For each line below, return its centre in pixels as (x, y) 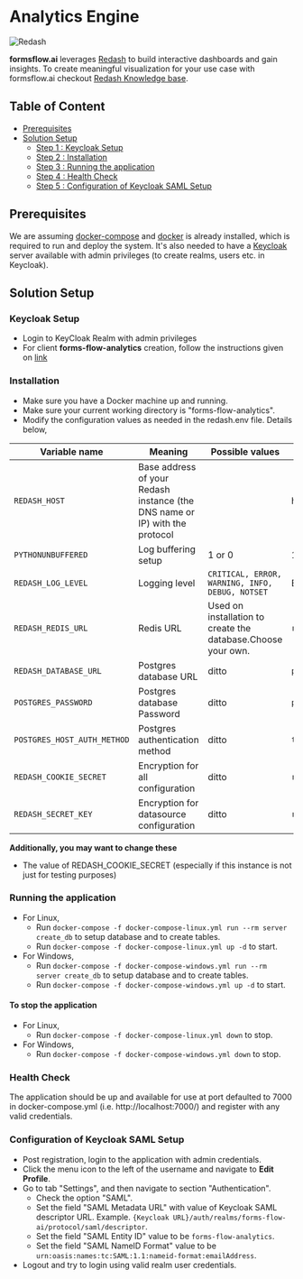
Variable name (72, 451)
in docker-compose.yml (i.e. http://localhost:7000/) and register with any (145, 1107)
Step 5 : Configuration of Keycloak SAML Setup (124, 186)
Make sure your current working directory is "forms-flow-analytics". (148, 410)
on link (35, 357)
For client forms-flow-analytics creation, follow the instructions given (153, 348)
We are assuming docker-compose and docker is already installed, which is (150, 235)
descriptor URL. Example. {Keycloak (102, 1217)
